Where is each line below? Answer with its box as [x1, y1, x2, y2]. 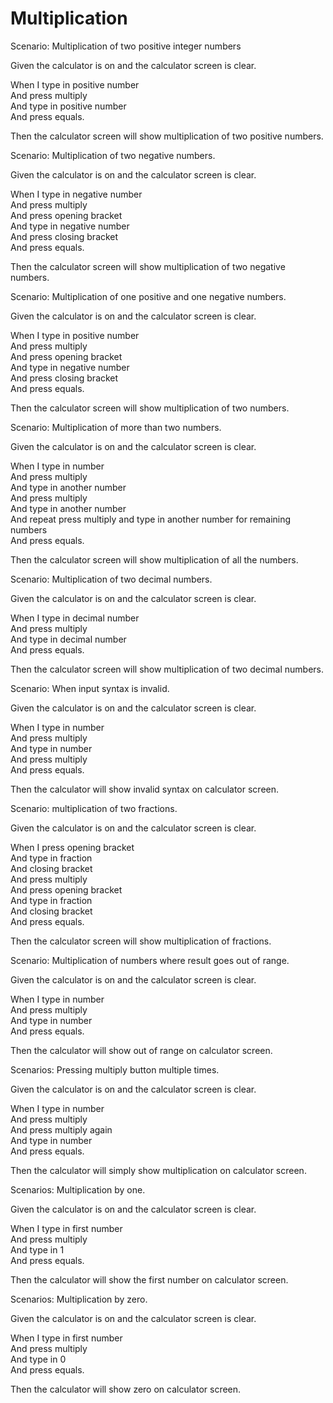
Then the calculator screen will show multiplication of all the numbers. [10, 553, 299, 566]
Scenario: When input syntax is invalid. [10, 682, 170, 694]
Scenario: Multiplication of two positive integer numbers [10, 40, 242, 52]
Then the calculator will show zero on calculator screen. [10, 1383, 242, 1395]
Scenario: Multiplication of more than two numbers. [10, 421, 222, 433]
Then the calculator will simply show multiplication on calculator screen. [10, 1164, 307, 1176]
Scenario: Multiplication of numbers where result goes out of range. [10, 954, 290, 966]
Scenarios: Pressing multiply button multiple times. [10, 1063, 220, 1076]
